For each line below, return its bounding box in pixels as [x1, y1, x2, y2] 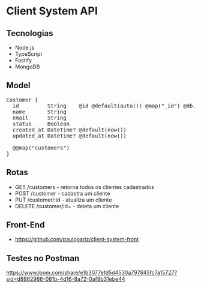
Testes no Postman [6, 253, 80, 263]
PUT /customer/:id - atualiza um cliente [14, 196, 112, 203]
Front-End [6, 220, 45, 230]
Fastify [14, 57, 32, 64]
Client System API [6, 4, 98, 18]
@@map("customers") [12, 144, 70, 151]
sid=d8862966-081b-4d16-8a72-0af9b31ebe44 [6, 275, 125, 283]
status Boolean [12, 120, 70, 127]
